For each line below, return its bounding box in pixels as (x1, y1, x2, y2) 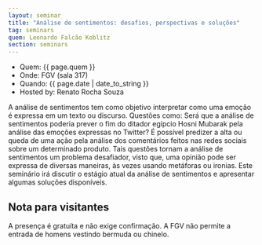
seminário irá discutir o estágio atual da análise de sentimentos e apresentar (8, 170, 255, 179)
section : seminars (8, 41, 68, 49)
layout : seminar (8, 11, 61, 20)
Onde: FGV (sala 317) (19, 71, 89, 80)
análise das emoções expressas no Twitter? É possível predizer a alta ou (8, 127, 242, 137)
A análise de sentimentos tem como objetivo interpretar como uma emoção (8, 103, 252, 112)
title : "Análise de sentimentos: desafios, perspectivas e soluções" (8, 19, 241, 27)
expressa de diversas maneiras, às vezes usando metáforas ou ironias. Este (8, 161, 253, 170)
